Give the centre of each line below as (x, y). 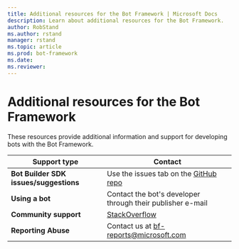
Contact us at (129, 226)
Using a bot (31, 198)
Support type (55, 162)
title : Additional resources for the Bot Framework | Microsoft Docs (113, 14)
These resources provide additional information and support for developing (117, 136)
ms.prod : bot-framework (43, 54)
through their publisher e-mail (157, 203)
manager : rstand (31, 40)
